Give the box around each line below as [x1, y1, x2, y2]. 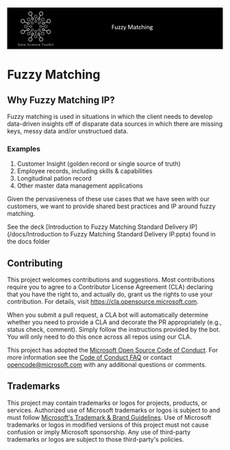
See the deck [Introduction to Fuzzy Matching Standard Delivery [7, 223, 188, 231]
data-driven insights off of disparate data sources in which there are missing [7, 120, 223, 128]
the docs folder [7, 238, 50, 246]
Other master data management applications [16, 181, 143, 190]
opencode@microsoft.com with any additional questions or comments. [7, 361, 207, 369]
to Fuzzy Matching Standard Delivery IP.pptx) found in [63, 230, 216, 238]
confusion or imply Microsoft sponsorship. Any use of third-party [7, 427, 191, 436]
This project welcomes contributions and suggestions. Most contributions [7, 275, 215, 284]
